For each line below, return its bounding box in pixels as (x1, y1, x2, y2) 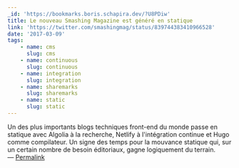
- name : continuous (20, 57, 78, 64)
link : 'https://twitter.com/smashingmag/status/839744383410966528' (7, 23, 215, 31)
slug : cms (26, 51, 56, 58)
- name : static (20, 97, 66, 104)
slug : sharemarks (26, 90, 78, 97)
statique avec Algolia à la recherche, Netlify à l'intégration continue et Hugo (7, 130, 230, 139)
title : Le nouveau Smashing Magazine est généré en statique (7, 17, 193, 24)
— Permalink (7, 152, 45, 161)
